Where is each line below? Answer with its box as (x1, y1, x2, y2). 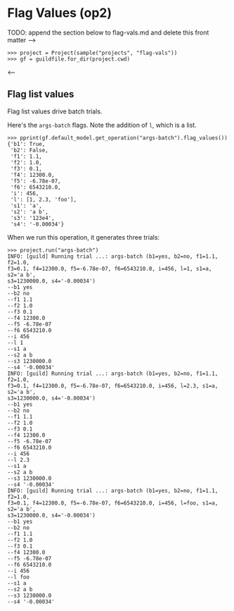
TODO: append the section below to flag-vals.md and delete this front (7, 28, 209, 37)
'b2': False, (10, 147, 49, 154)
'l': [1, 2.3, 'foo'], (10, 196, 77, 203)
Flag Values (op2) (7, 5, 112, 21)
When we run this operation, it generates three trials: (7, 233, 160, 241)
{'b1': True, (7, 140, 46, 147)
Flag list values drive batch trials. (7, 107, 103, 116)
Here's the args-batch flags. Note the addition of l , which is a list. (7, 121, 197, 129)
